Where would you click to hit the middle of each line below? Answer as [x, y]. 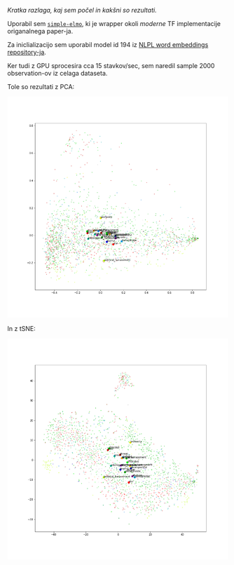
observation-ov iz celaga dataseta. [57, 73]
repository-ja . [27, 52]
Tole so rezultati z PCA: [41, 87]
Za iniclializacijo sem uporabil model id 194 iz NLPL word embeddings [108, 45]
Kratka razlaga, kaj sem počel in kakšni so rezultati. [82, 10]
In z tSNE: [22, 328]
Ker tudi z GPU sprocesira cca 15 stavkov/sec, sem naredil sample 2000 [111, 66]
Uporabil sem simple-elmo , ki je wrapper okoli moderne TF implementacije [114, 23]
